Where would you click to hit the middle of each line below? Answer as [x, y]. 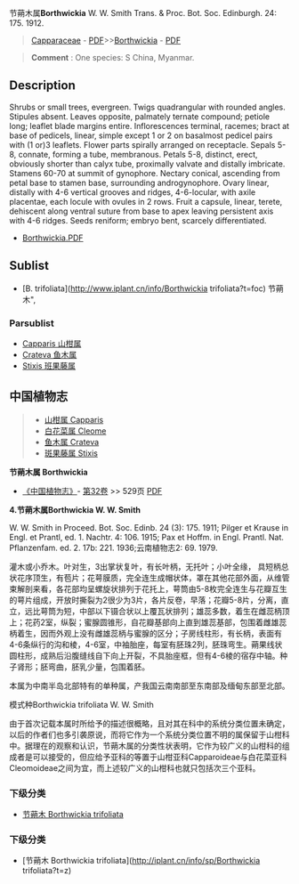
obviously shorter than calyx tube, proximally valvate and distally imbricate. [147, 164]
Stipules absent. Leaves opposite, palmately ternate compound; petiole [140, 116]
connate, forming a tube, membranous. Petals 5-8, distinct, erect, [138, 154]
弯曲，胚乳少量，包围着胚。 [98, 667]
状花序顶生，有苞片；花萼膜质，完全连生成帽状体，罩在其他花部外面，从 [141, 578]
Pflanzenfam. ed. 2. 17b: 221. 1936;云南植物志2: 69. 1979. [113, 547]
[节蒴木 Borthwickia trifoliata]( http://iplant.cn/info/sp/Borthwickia [141, 861]
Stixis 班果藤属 [49, 365]
